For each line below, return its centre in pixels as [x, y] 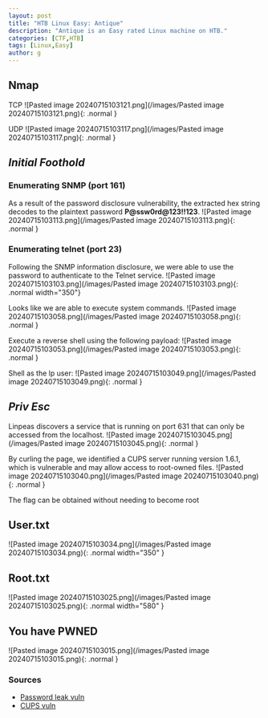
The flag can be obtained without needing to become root [104, 500]
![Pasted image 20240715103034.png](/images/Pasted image [110, 544]
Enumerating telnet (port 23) [65, 249]
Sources [25, 679]
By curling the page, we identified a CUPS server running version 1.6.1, [124, 459]
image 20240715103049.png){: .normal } [75, 381]
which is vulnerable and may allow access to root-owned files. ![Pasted [126, 467]
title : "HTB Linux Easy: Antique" [66, 23]
